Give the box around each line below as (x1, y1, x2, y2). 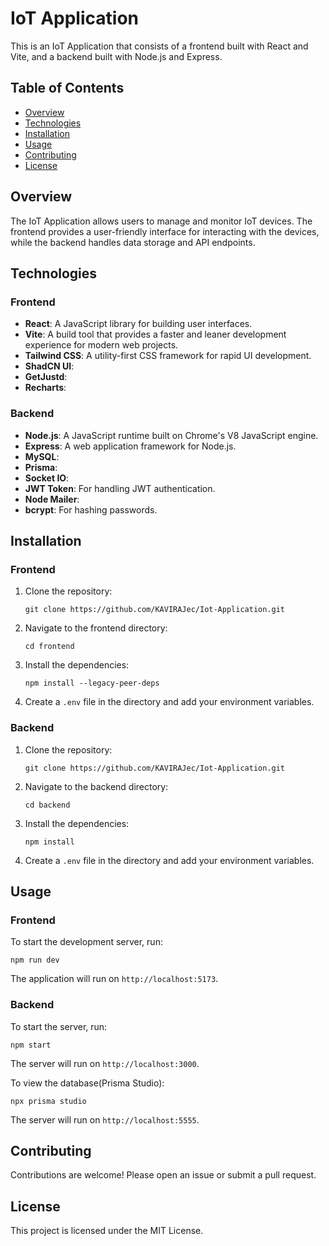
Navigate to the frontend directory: (24, 622, 168, 634)
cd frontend (24, 642, 75, 652)
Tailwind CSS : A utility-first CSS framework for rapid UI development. (24, 350, 312, 362)
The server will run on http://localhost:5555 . (10, 1113, 200, 1126)
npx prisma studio (10, 1096, 87, 1106)
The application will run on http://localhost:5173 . (10, 973, 219, 985)
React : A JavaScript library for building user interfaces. (24, 318, 253, 330)
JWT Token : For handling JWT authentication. (24, 482, 216, 494)
